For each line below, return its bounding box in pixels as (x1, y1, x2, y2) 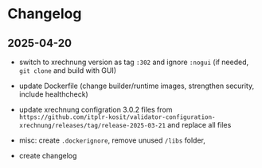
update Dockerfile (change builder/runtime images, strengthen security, (18, 81, 255, 90)
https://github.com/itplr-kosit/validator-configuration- (18, 113, 216, 121)
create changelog (18, 151, 77, 160)
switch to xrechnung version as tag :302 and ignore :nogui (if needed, (18, 57, 249, 67)
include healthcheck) (18, 90, 88, 99)
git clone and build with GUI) (18, 66, 117, 75)
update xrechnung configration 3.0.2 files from (18, 105, 173, 114)
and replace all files (167, 120, 232, 129)
